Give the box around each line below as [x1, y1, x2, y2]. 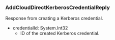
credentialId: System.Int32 [12, 25, 68, 31]
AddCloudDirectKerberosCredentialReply [5, 4, 110, 11]
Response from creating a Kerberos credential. [5, 15, 103, 21]
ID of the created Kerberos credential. [20, 30, 100, 36]
